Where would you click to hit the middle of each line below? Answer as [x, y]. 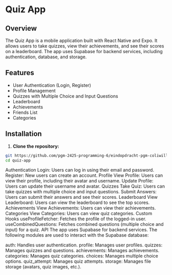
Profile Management [34, 90]
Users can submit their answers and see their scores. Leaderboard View [81, 197]
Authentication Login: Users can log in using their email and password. [80, 170]
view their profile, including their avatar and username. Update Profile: [79, 181]
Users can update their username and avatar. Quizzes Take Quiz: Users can [85, 186]
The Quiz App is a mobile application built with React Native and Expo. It [81, 40]
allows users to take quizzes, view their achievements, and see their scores [85, 46]
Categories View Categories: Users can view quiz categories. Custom [79, 214]
